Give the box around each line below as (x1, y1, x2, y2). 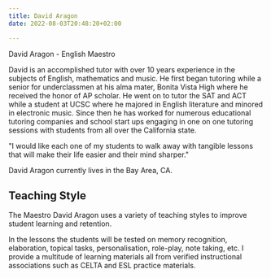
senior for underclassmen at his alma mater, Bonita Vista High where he (8, 82, 248, 92)
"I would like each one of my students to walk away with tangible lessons (8, 141, 254, 150)
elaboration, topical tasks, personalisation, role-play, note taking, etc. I (8, 243, 244, 253)
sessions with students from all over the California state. (8, 125, 197, 135)
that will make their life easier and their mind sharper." (8, 150, 190, 159)
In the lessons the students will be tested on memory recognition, (8, 235, 228, 245)
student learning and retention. (8, 219, 112, 228)
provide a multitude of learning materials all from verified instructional (8, 252, 243, 262)
